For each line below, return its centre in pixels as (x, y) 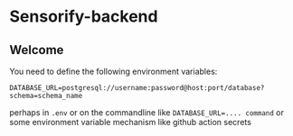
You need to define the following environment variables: (113, 71)
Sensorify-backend (84, 17)
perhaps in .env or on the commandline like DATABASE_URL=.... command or (147, 113)
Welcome (37, 50)
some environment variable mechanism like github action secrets (130, 122)
